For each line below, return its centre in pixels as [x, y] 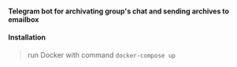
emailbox [24, 19]
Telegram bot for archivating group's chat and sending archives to [119, 11]
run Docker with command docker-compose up [101, 54]
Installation [27, 37]
